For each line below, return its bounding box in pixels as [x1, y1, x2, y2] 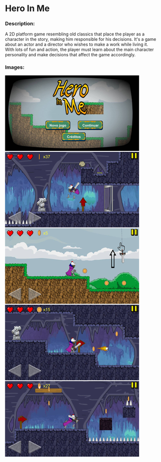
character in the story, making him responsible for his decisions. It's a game [5, 36, 157, 42]
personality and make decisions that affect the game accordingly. [5, 52, 136, 58]
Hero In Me [5, 3, 50, 14]
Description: [5, 20, 35, 27]
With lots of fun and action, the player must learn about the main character [5, 47, 154, 52]
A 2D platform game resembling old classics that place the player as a [5, 31, 145, 37]
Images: [5, 64, 25, 71]
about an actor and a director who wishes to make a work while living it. [5, 42, 148, 48]
